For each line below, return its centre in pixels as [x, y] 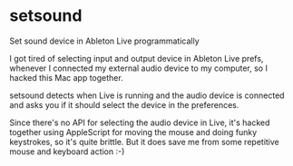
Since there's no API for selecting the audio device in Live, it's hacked [140, 122]
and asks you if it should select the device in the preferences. [124, 104]
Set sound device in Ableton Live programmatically [104, 41]
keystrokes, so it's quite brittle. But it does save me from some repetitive [144, 142]
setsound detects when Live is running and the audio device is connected [147, 95]
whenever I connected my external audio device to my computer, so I [138, 68]
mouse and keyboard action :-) [67, 151]
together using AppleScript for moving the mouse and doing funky [133, 132]
